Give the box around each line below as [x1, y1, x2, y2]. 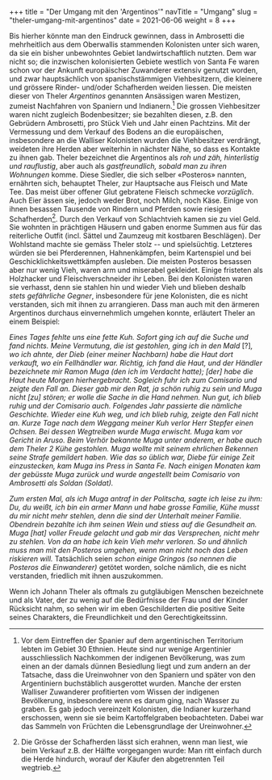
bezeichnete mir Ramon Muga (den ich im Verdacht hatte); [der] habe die [9, 367, 253, 376]
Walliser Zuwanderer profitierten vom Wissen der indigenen [20, 687, 220, 697]
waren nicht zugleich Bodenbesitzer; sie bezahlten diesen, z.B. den [9, 109, 233, 120]
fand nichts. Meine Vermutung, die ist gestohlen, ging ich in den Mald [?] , [9, 341, 253, 350]
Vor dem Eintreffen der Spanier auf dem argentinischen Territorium [20, 635, 244, 645]
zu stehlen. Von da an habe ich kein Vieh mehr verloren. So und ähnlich [9, 537, 248, 547]
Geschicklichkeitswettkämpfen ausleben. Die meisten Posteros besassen [9, 257, 253, 266]
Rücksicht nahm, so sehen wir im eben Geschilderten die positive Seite [9, 604, 245, 614]
